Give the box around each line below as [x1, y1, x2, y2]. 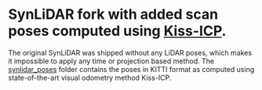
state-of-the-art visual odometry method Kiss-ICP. [8, 73, 172, 82]
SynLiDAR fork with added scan [8, 5, 218, 23]
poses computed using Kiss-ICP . [8, 22, 227, 40]
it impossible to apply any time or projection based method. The [8, 56, 214, 66]
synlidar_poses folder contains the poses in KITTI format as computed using [8, 64, 255, 74]
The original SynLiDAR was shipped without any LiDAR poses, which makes [8, 48, 253, 57]
